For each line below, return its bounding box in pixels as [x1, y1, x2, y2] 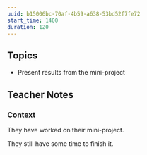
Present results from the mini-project [17, 68, 126, 77]
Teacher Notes [7, 89, 74, 101]
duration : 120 [7, 23, 49, 30]
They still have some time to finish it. [7, 139, 114, 148]
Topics [7, 49, 38, 61]
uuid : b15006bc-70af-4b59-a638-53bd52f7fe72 [7, 10, 141, 18]
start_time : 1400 [7, 17, 59, 24]
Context [7, 110, 36, 120]
